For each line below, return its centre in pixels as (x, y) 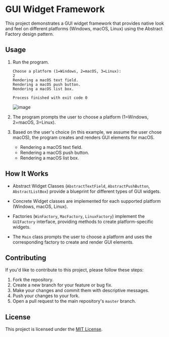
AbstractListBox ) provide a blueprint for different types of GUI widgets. (87, 191)
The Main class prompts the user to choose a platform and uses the (82, 237)
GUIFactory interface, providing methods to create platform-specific (83, 221)
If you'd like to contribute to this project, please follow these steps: (74, 270)
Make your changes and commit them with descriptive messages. (81, 291)
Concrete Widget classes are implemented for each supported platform (87, 201)
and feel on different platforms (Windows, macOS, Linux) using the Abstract (84, 28)
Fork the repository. (33, 280)
